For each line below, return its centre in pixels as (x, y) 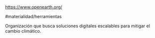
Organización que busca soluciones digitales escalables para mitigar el (77, 26)
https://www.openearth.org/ (34, 7)
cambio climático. (23, 31)
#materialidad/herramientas (33, 16)
